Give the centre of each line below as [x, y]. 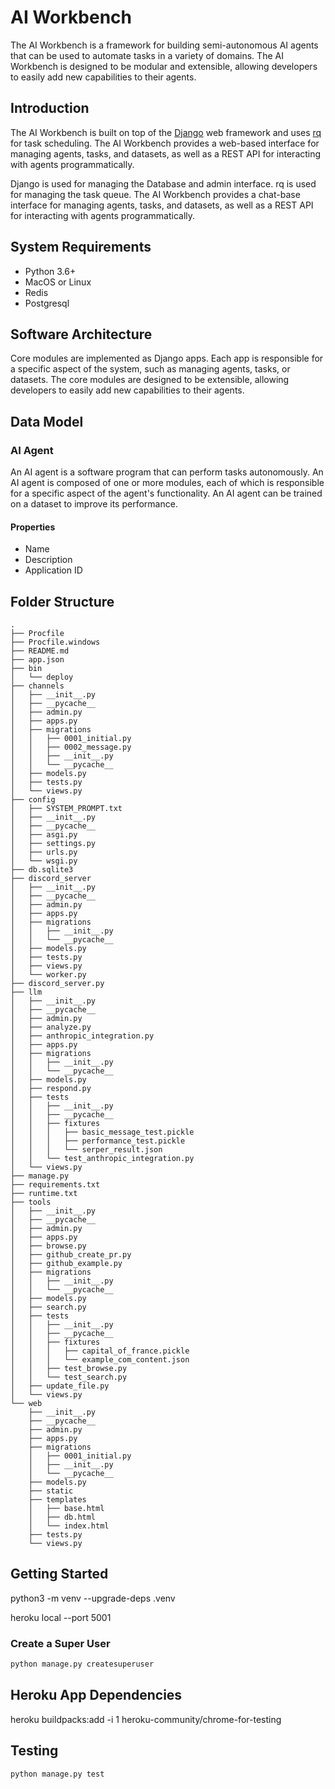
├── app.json [37, 660]
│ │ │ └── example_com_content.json [100, 1360]
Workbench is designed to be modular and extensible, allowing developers [164, 66]
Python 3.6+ [50, 271]
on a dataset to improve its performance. [94, 504]
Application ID [53, 570]
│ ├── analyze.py [51, 1027]
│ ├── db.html [62, 1517]
